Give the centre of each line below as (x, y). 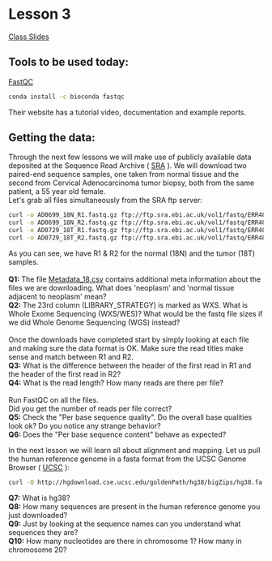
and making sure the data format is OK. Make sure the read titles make (126, 348)
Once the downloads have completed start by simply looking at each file (129, 339)
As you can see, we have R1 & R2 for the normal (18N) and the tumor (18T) (132, 253)
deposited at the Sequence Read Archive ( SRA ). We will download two (127, 166)
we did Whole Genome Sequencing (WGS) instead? (94, 322)
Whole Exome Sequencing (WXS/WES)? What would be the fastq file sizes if (136, 313)
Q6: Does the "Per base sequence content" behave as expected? (117, 434)
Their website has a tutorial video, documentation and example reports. (127, 112)
